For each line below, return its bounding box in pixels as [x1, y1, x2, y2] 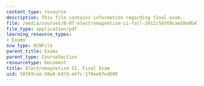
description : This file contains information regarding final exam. [6, 15, 183, 21]
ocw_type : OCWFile [6, 43, 53, 49]
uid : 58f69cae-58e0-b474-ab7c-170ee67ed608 [6, 71, 118, 77]
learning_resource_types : [6, 31, 72, 38]
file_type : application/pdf [6, 25, 78, 32]
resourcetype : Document [6, 59, 67, 65]
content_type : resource [6, 8, 67, 15]
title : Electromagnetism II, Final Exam [6, 65, 110, 71]
